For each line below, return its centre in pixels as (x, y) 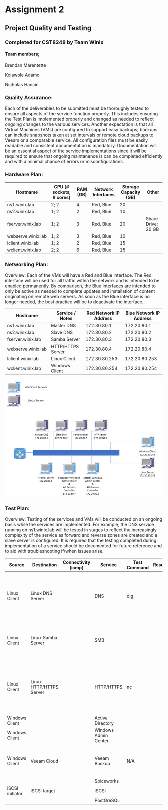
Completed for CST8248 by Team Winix (54, 42)
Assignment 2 (35, 9)
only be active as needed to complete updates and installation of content (80, 291)
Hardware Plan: (24, 174)
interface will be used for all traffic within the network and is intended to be (82, 281)
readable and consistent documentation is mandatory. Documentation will (81, 145)
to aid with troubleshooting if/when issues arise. (54, 551)
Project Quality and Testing (48, 28)
